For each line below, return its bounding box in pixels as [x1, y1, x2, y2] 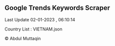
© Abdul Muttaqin [4, 35, 41, 41]
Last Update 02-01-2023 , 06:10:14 [4, 16, 76, 22]
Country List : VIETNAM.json [4, 26, 62, 32]
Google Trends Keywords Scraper [4, 4, 110, 12]
